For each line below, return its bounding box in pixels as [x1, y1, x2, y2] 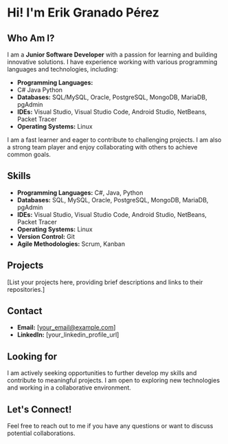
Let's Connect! [7, 403, 72, 415]
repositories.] [7, 285, 45, 293]
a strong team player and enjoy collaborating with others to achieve [7, 143, 198, 151]
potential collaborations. [7, 429, 76, 438]
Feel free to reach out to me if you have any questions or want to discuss [7, 422, 214, 430]
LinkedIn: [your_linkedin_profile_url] [16, 330, 119, 339]
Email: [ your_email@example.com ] [16, 324, 116, 332]
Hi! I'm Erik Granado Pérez [7, 5, 160, 21]
